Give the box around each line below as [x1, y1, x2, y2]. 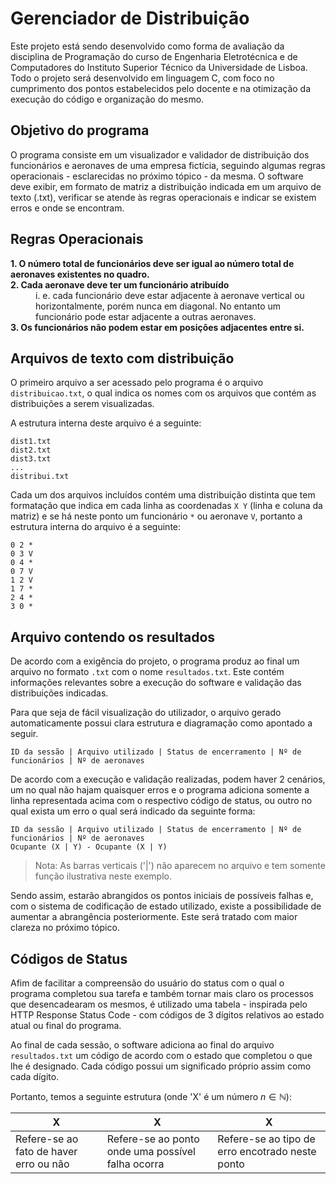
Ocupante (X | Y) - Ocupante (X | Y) [10, 842, 168, 852]
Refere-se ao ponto [106, 1132, 200, 1146]
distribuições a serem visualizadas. [10, 398, 155, 410]
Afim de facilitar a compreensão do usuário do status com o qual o [10, 977, 285, 989]
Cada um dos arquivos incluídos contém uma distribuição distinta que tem [10, 489, 316, 501]
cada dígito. [10, 1071, 60, 1082]
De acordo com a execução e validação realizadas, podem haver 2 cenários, [10, 773, 326, 786]
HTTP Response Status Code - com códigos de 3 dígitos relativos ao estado [10, 1009, 325, 1021]
